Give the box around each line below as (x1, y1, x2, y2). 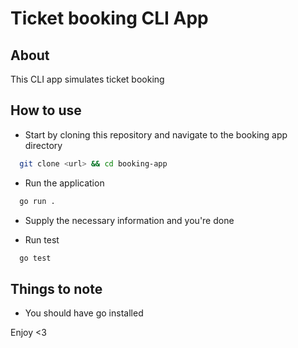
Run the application (24, 177, 105, 189)
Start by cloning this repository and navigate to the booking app (24, 128, 288, 141)
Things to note (10, 280, 103, 297)
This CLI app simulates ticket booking (10, 73, 165, 85)
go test (19, 253, 52, 263)
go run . (19, 196, 56, 206)
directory (24, 139, 63, 151)
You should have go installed (24, 307, 144, 319)
